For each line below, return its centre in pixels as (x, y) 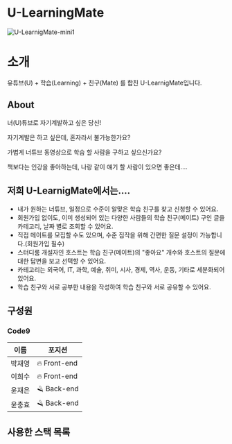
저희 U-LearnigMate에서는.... (69, 191)
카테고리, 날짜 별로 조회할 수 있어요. (65, 226)
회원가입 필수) (46, 244)
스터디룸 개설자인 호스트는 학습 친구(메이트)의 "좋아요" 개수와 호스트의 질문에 (121, 252)
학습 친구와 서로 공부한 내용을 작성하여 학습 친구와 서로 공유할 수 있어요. (114, 287)
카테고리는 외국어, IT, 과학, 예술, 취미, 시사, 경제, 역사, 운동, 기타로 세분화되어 (121, 269)
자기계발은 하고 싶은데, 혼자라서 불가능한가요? (69, 137)
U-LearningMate (56, 13)
